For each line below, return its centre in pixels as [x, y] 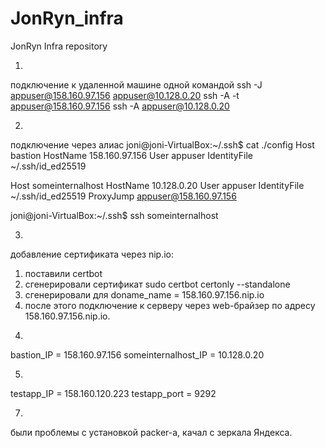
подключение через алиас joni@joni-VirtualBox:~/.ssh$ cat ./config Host [162, 144]
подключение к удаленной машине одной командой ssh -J [136, 84]
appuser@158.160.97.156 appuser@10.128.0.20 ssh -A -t [125, 95]
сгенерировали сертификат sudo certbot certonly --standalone [157, 284]
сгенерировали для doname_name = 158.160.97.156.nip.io [144, 294]
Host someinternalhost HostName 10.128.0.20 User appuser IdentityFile [157, 185]
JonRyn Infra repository [59, 46]
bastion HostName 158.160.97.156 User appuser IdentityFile [132, 155]
